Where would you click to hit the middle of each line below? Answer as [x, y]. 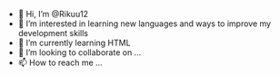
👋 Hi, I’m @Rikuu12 [53, 14]
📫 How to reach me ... [60, 62]
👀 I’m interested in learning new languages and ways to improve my [144, 24]
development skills [53, 33]
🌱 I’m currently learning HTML [74, 43]
